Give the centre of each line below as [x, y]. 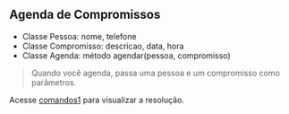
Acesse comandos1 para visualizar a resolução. [97, 100]
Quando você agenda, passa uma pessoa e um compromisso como [155, 73]
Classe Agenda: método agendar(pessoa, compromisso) [126, 55]
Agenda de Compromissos [85, 15]
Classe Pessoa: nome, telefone [79, 36]
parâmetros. [54, 82]
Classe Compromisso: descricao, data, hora [103, 46]
